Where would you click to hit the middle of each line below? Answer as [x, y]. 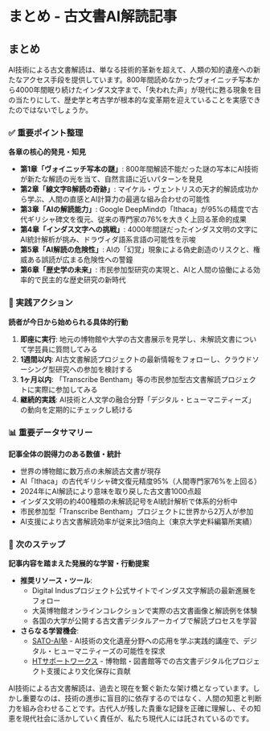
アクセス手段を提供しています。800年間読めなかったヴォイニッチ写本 [137, 80]
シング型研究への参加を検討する [80, 369]
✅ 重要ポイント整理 [46, 132]
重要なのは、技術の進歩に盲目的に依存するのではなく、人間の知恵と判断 [142, 699]
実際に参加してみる [66, 389]
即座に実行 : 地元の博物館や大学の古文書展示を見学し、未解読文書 [127, 339]
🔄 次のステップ [37, 544]
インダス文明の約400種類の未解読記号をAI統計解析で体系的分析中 [129, 501]
